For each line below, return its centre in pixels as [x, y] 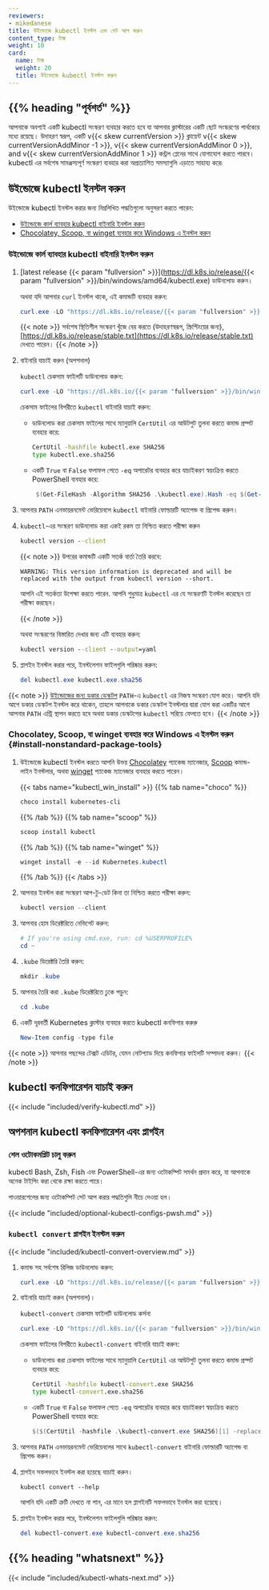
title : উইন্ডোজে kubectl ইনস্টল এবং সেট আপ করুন [75, 30]
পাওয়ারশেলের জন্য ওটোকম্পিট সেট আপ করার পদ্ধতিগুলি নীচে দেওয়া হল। [90, 1198]
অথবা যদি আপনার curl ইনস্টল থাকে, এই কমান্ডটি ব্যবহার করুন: [94, 296]
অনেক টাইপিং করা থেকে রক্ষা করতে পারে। [56, 1181]
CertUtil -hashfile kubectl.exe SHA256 [98, 447]
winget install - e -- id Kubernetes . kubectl [94, 862]
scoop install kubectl [58, 832]
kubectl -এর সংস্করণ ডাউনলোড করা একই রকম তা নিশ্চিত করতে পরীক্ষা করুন [110, 526]
